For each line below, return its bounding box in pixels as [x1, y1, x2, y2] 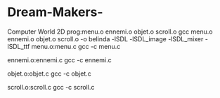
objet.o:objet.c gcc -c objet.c [7, 69, 91, 78]
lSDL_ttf [7, 42, 30, 50]
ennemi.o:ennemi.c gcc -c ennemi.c [7, 55, 112, 64]
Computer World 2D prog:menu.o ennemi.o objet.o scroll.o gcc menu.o [7, 27, 213, 36]
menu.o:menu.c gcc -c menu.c [31, 42, 121, 50]
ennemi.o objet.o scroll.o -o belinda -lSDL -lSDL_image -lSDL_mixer [7, 34, 204, 43]
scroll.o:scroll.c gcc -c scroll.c [7, 83, 95, 91]
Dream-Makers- [7, 4, 103, 20]
